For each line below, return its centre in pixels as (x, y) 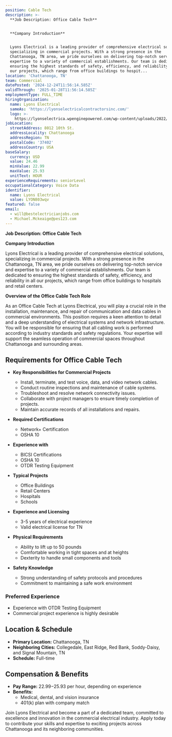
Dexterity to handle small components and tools (71, 558)
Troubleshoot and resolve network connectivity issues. (78, 393)
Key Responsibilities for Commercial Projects (62, 372)
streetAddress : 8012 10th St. (42, 128)
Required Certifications (38, 420)
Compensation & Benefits (47, 674)
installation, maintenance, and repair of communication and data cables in (83, 311)
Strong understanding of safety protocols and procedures (81, 578)
